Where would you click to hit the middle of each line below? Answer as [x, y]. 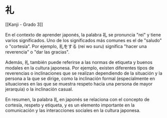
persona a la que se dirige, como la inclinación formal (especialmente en [80, 78]
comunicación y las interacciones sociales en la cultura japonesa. [73, 110]
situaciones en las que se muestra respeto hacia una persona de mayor [79, 83]
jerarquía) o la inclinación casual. [39, 89]
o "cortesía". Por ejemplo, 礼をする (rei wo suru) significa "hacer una [76, 46]
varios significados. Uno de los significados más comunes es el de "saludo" [83, 40]
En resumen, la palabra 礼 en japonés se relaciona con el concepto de [77, 99]
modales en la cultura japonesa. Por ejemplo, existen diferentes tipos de [80, 67]
